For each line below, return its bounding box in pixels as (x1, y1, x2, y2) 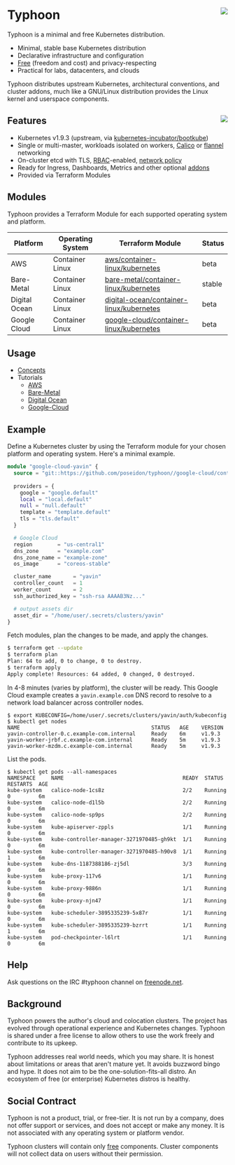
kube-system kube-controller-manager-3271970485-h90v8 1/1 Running (7, 848, 227, 855)
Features (7, 115, 47, 127)
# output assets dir (13, 605, 73, 613)
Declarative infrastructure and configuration (17, 51, 145, 60)
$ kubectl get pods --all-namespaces (7, 768, 117, 775)
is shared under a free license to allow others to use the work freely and (7, 1031, 215, 1040)
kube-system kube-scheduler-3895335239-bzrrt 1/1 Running (7, 922, 227, 929)
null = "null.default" (20, 502, 86, 510)
